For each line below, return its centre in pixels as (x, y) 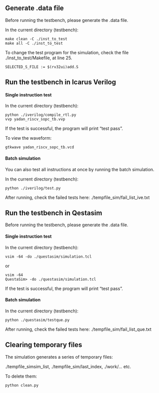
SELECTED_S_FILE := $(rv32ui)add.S (42, 67)
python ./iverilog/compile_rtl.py (41, 115)
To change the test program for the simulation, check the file (67, 52)
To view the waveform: (28, 138)
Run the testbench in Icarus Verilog (61, 82)
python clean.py (22, 385)
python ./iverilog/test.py (33, 188)
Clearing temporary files (44, 345)
